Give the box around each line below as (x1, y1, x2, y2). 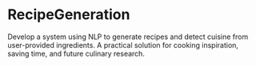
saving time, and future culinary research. (7, 49, 146, 58)
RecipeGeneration (7, 6, 130, 24)
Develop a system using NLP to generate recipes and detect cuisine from (7, 32, 249, 41)
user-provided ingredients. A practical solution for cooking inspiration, (7, 40, 239, 49)
